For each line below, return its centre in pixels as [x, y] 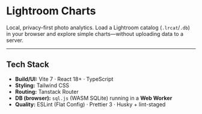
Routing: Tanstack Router [47, 91]
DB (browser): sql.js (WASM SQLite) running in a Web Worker [93, 98]
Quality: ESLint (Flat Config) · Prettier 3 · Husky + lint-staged [90, 104]
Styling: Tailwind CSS [42, 85]
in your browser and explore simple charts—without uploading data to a [95, 33]
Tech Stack [28, 65]
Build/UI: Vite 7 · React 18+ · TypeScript [64, 79]
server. [15, 40]
